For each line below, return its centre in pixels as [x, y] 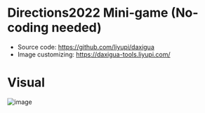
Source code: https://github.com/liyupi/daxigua [86, 47]
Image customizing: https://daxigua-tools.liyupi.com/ [94, 54]
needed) [77, 28]
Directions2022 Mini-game [88, 13]
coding [28, 28]
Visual [26, 83]
